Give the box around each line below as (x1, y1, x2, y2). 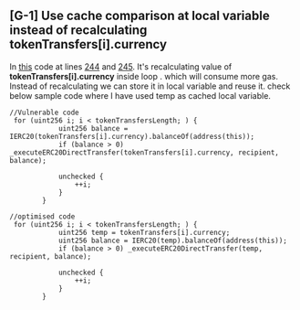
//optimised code (9, 211, 76, 221)
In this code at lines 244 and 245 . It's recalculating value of (9, 60, 233, 72)
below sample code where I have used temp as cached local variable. (9, 90, 272, 101)
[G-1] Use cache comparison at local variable (9, 8, 271, 24)
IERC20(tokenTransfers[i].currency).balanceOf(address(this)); (9, 132, 255, 141)
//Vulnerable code (9, 108, 79, 117)
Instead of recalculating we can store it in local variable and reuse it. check (9, 80, 291, 91)
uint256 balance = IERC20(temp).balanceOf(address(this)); (57, 236, 287, 245)
